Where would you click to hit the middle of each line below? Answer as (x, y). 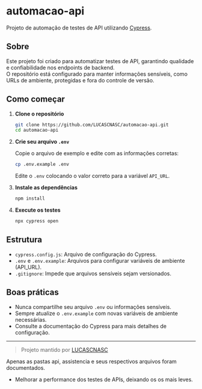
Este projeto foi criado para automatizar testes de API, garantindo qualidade (100, 61)
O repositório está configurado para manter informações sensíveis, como (97, 74)
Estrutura (24, 240)
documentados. (26, 367)
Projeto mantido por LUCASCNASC (64, 349)
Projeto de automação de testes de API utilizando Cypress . (79, 28)
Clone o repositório (39, 114)
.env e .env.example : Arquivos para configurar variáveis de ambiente (100, 260)
